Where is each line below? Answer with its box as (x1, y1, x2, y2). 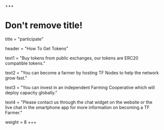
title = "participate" (5, 36, 44, 42)
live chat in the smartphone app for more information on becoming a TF (5, 104, 150, 110)
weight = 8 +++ (5, 119, 37, 125)
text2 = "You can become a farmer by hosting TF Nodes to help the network (5, 70, 159, 76)
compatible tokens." (5, 60, 46, 66)
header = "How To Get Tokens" (5, 45, 69, 52)
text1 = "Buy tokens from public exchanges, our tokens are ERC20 (5, 55, 138, 61)
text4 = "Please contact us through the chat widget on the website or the (5, 99, 153, 105)
